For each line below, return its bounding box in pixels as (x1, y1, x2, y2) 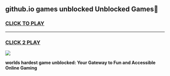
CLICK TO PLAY (5, 20, 45, 27)
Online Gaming (5, 64, 37, 70)
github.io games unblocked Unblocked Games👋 (5, 5, 158, 13)
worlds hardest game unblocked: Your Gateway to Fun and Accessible (5, 59, 156, 65)
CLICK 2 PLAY (5, 38, 40, 45)
